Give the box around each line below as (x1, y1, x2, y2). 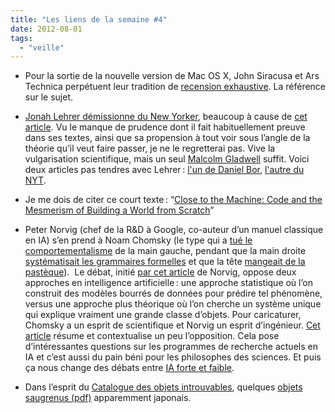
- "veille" (19, 42, 65, 53)
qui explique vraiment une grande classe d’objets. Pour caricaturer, (24, 309, 302, 321)
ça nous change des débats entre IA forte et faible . (24, 362, 235, 374)
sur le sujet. (24, 91, 73, 103)
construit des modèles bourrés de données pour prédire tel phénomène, (24, 287, 323, 300)
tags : (10, 33, 33, 43)
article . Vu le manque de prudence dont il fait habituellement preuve (24, 121, 306, 133)
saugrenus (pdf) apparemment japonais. (24, 392, 192, 404)
